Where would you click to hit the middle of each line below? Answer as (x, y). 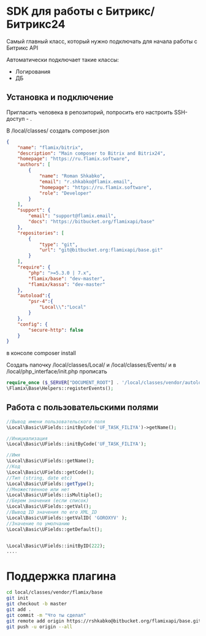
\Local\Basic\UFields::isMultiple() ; (55, 495)
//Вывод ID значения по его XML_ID (52, 512)
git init (17, 598)
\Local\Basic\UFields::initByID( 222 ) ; (56, 546)
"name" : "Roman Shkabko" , (72, 176)
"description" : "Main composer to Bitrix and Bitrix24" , (92, 153)
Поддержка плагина (61, 576)
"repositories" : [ (41, 233)
